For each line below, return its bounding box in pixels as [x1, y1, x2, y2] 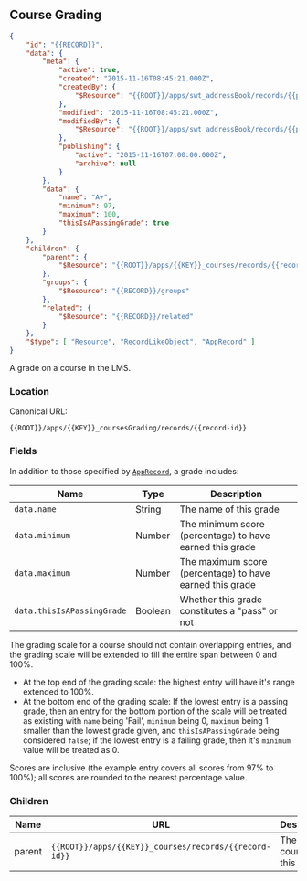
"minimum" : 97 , [58, 201, 117, 211]
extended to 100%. [22, 685, 94, 697]
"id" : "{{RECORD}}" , [26, 40, 104, 49]
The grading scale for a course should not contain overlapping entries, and [9, 639, 291, 650]
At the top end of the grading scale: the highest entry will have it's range [22, 676, 295, 687]
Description [209, 487, 263, 500]
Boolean [135, 604, 171, 617]
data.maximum [14, 568, 71, 578]
